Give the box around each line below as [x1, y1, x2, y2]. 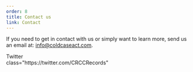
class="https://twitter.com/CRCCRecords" [6, 59, 109, 66]
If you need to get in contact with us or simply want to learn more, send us [6, 36, 187, 43]
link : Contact [6, 19, 41, 25]
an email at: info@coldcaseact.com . [6, 42, 93, 49]
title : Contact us [6, 14, 51, 20]
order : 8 [6, 8, 28, 15]
